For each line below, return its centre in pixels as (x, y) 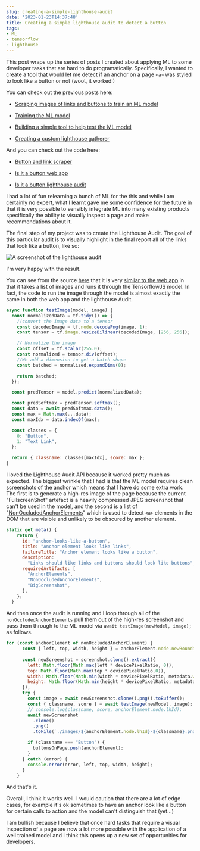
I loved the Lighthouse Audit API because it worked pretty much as (88, 475)
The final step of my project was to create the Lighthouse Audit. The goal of (99, 233)
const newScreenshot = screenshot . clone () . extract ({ (89, 660)
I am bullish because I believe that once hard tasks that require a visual (93, 823)
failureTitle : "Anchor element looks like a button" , (90, 552)
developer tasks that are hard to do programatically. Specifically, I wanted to (100, 68)
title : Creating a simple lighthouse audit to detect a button (86, 23)
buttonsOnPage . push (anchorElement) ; (78, 748)
